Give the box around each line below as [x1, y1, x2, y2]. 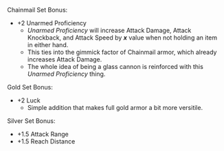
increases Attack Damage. [27, 55, 102, 64]
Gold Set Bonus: [7, 83, 53, 91]
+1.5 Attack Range [16, 130, 69, 138]
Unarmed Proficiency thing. [27, 70, 106, 78]
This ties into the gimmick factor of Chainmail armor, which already [27, 48, 217, 56]
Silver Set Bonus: [7, 117, 56, 125]
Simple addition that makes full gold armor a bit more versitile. [27, 104, 203, 111]
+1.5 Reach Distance [16, 137, 76, 146]
